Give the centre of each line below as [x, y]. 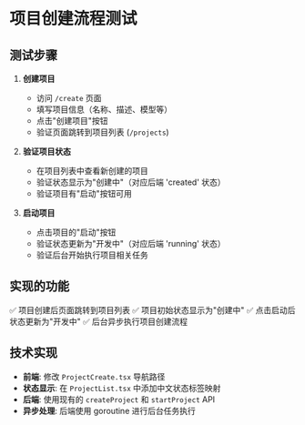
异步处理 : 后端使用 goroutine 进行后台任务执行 [109, 410]
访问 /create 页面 [69, 98]
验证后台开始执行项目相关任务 [92, 255]
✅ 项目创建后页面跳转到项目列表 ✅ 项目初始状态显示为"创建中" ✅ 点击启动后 [152, 309]
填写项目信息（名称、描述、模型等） [104, 109]
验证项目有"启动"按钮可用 [84, 193]
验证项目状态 [46, 152]
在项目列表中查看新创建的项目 [92, 171]
